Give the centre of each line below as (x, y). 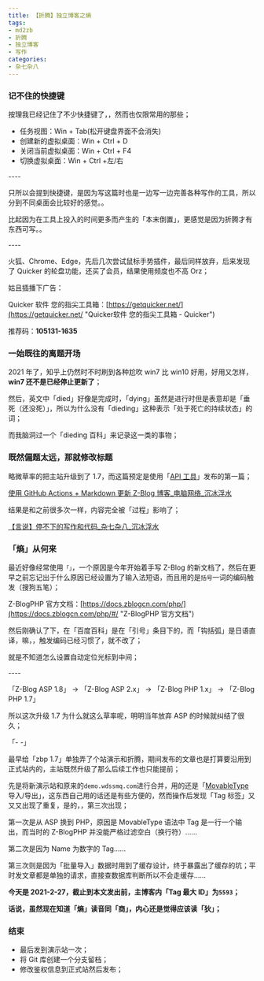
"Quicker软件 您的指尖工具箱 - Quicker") (150, 314)
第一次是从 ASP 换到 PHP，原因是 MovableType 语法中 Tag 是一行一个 (122, 822)
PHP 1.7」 (24, 699)
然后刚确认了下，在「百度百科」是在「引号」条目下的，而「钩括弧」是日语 (128, 630)
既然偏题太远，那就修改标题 (60, 458)
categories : (27, 60)
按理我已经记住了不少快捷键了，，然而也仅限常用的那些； (99, 114)
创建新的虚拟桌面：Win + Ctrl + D (73, 141)
